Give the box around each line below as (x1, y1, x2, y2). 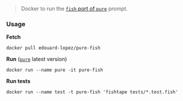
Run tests (6, 78, 31, 85)
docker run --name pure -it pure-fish (6, 67, 103, 74)
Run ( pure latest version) (6, 56, 67, 63)
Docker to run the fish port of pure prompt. (20, 5, 128, 12)
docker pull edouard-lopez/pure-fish (6, 45, 101, 51)
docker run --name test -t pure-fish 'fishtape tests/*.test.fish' (6, 89, 179, 95)
